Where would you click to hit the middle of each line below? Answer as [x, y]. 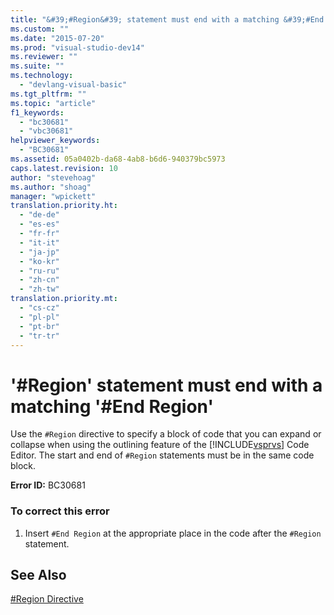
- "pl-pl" [39, 317]
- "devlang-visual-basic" [73, 85]
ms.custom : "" [40, 29]
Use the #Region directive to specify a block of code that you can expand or [166, 434]
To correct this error [60, 511]
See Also [38, 575]
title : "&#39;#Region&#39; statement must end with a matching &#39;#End [167, 19]
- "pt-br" [39, 326]
